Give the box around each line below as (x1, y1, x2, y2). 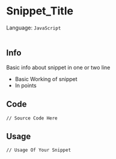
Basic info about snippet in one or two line (6, 64, 111, 71)
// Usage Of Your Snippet (6, 147, 71, 154)
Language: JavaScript (6, 24, 61, 31)
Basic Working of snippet (14, 75, 78, 82)
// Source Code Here (6, 115, 58, 121)
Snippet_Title (6, 4, 74, 18)
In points (14, 82, 37, 89)
